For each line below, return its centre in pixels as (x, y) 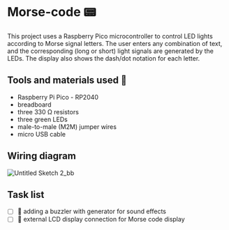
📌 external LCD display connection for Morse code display (101, 220)
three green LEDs (42, 119)
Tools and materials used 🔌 (67, 80)
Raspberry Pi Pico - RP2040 (58, 97)
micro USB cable (42, 134)
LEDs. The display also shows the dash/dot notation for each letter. (104, 58)
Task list (26, 194)
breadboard (34, 105)
